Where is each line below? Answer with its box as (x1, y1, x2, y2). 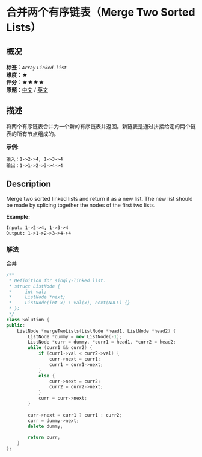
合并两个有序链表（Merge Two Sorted (6, 5, 195, 19)
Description (6, 179, 51, 189)
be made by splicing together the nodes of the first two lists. (6, 201, 156, 209)
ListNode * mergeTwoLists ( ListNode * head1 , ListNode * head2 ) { (17, 328, 176, 334)
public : (6, 322, 26, 329)
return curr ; (28, 435, 61, 441)
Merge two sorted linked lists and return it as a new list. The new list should (6, 195, 193, 202)
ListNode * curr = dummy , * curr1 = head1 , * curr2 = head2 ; (28, 339, 176, 345)
